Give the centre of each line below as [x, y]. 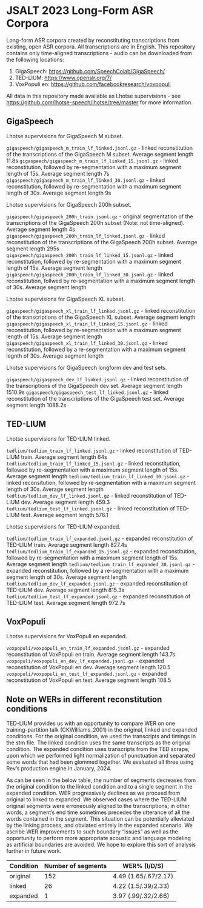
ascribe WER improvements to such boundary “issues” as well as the [92, 832]
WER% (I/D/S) [143, 866]
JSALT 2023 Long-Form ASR [80, 11]
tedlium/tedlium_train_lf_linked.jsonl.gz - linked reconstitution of [92, 450]
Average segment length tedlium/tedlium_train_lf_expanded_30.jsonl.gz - [101, 564]
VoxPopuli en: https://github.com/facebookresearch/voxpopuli [93, 84]
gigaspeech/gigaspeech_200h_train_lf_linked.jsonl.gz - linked [86, 235]
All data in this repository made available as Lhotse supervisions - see [94, 96]
